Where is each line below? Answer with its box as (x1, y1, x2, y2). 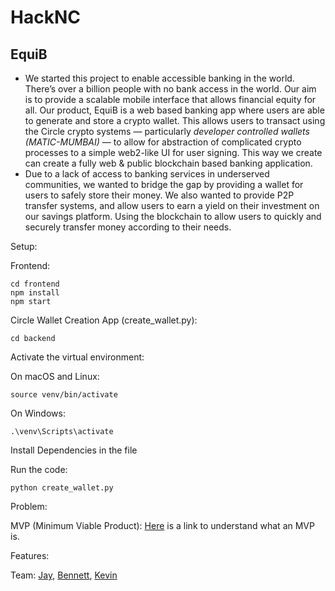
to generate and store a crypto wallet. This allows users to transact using (24, 115, 326, 126)
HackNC (10, 6, 81, 29)
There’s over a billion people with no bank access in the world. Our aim (24, 83, 317, 95)
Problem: (10, 501, 48, 512)
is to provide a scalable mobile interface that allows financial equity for (24, 94, 317, 105)
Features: (10, 550, 50, 561)
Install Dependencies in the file (10, 444, 138, 456)
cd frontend (10, 279, 60, 289)
